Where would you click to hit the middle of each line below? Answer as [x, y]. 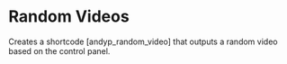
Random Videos [69, 17]
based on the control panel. [59, 50]
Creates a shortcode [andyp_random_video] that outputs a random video [143, 41]
